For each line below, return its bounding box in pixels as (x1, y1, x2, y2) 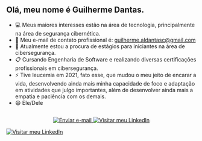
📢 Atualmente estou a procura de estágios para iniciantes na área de (14, 42, 185, 50)
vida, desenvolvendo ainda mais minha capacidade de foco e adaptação (14, 80, 195, 87)
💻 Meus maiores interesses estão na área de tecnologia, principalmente (14, 21, 195, 28)
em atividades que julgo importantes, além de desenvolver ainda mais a (14, 86, 194, 93)
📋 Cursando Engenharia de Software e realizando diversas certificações (14, 55, 197, 63)
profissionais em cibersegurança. (14, 64, 98, 72)
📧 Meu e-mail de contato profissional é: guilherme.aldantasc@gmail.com (14, 36, 196, 43)
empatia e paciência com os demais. (14, 93, 107, 100)
